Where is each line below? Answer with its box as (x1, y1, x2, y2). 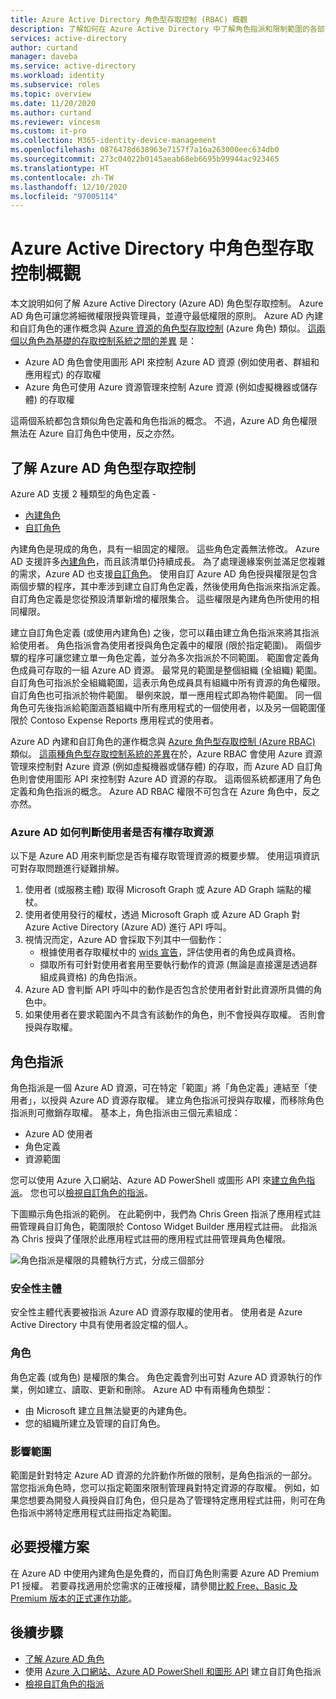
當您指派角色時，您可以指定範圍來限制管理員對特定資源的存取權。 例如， (10, 1482, 311, 1493)
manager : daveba (10, 52, 78, 62)
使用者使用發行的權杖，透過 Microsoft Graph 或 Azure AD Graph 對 (24, 909, 301, 921)
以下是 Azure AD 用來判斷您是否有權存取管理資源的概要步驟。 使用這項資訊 (10, 850, 320, 862)
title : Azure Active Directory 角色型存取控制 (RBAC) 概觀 (10, 14, 248, 25)
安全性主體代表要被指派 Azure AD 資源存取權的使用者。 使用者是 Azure (10, 1306, 303, 1318)
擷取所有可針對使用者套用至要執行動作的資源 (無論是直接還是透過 (39, 959, 309, 971)
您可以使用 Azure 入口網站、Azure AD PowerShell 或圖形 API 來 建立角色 (10, 1174, 307, 1186)
